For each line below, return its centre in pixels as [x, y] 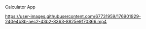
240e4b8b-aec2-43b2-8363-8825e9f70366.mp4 [56, 22]
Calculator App [20, 7]
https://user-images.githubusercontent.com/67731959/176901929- [73, 16]
